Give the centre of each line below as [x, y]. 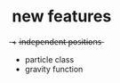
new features [62, 17]
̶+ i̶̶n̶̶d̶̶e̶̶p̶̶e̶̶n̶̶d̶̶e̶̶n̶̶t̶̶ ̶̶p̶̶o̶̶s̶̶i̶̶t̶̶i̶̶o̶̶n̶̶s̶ [57, 41]
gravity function [54, 69]
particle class [49, 59]
